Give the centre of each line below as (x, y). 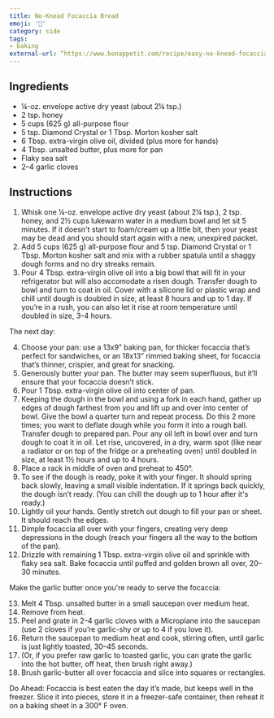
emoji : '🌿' (28, 24)
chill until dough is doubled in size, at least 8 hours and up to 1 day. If (136, 298)
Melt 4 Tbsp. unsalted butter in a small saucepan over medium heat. (135, 603)
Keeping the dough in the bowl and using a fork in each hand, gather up (141, 398)
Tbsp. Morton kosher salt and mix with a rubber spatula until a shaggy (138, 255)
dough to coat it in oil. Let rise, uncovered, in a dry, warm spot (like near (141, 442)
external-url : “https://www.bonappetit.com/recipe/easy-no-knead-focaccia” (140, 54)
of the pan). (41, 546)
